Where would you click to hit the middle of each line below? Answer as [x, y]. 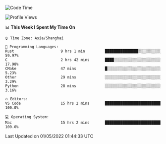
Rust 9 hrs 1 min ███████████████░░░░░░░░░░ [83, 51]
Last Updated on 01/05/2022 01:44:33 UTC [49, 136]
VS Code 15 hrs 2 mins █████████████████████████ [83, 103]
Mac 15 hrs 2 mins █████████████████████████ [83, 123]
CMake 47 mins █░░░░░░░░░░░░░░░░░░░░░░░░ [83, 69]
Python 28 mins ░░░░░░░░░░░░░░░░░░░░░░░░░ [83, 86]
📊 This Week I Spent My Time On [40, 27]
